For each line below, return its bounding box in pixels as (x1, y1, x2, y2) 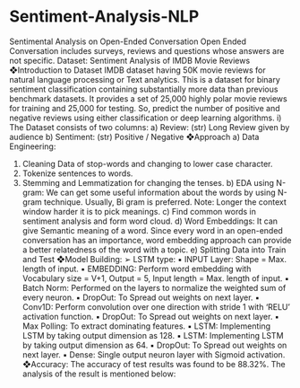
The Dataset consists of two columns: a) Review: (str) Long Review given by (9, 121, 290, 132)
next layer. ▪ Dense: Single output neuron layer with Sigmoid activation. (21, 348, 286, 360)
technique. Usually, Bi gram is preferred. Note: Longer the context (43, 196, 287, 207)
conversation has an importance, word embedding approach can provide (21, 234, 292, 245)
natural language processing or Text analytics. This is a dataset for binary (9, 74, 280, 84)
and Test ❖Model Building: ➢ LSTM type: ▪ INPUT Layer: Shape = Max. (21, 253, 287, 264)
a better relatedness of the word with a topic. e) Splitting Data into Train (21, 244, 287, 255)
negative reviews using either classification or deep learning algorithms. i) (9, 112, 282, 123)
